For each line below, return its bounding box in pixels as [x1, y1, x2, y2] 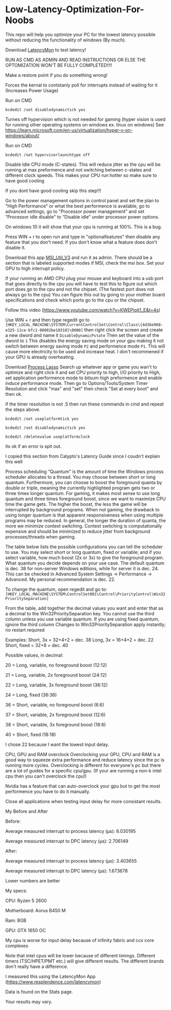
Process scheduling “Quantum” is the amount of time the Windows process [5, 468, 164, 475]
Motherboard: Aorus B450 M [5, 907, 66, 913]
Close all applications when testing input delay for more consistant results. [5, 798, 162, 804]
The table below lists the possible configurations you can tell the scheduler [5, 544, 163, 550]
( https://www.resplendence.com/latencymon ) [5, 979, 101, 985]
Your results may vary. [5, 998, 53, 1004]
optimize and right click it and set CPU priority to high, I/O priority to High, [5, 369, 161, 375]
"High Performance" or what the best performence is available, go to [5, 203, 150, 209]
